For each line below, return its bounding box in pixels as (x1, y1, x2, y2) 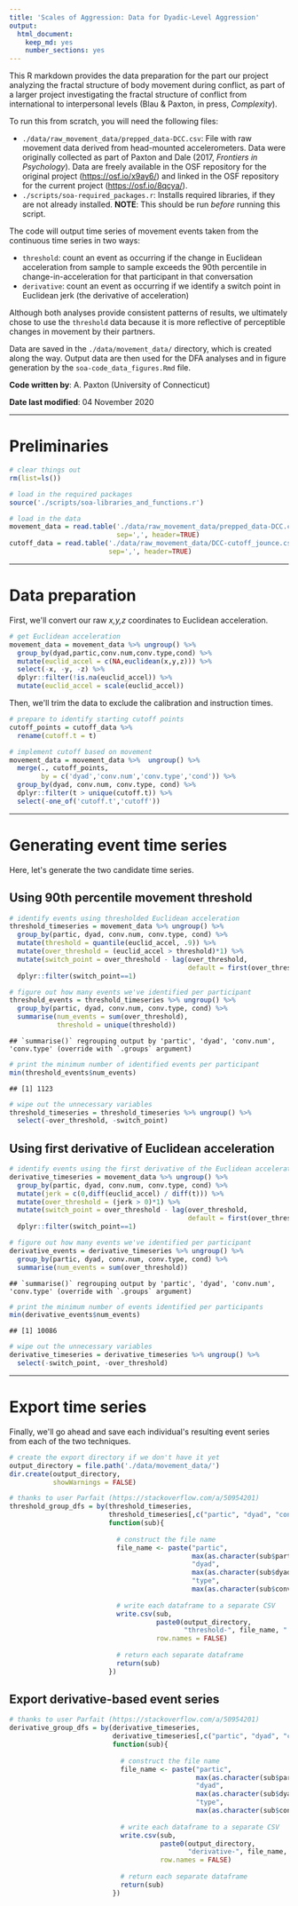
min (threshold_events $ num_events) (9, 1068, 137, 1077)
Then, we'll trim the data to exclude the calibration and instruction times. (9, 698, 273, 708)
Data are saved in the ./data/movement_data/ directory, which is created (9, 344, 272, 354)
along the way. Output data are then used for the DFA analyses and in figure (9, 353, 286, 364)
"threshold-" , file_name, (184, 1626, 279, 1635)
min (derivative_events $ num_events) (9, 1311, 141, 1320)
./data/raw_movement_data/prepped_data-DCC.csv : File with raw (21, 133, 253, 144)
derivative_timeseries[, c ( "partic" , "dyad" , (112, 1732, 279, 1741)
